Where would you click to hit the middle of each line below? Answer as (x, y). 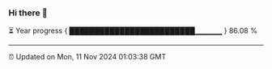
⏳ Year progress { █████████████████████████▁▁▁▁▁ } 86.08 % (133, 30)
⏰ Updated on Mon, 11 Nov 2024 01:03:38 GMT (87, 57)
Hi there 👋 (28, 13)
